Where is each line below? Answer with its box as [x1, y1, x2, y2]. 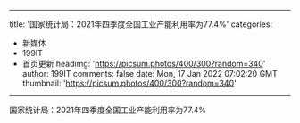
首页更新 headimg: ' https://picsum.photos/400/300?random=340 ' [21, 59, 266, 69]
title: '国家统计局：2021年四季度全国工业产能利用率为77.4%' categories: [9, 19, 273, 29]
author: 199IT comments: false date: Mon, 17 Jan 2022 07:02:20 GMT [21, 69, 279, 78]
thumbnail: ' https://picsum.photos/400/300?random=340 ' [21, 78, 237, 88]
